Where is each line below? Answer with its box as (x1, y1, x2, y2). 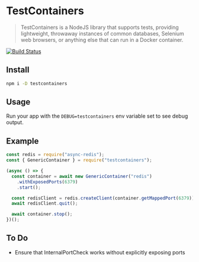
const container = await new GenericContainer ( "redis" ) (11, 173, 152, 179)
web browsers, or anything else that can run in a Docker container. (20, 36, 184, 43)
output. (6, 119, 24, 126)
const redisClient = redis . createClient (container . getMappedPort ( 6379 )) (11, 195, 195, 201)
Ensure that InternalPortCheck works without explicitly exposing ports (14, 248, 185, 255)
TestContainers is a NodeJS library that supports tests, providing (20, 24, 179, 31)
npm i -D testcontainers (6, 80, 68, 86)
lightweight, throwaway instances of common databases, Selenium (20, 30, 185, 37)
